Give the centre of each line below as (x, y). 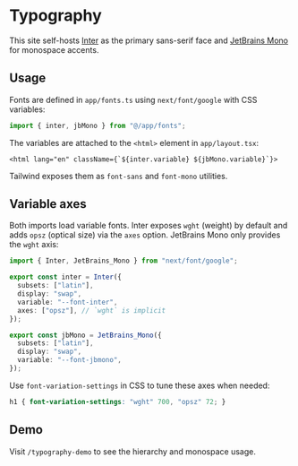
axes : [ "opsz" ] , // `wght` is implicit (92, 310)
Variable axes (48, 204)
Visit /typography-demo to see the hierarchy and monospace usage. (133, 451)
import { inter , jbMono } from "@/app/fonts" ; (98, 125)
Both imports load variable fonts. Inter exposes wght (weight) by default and (149, 226)
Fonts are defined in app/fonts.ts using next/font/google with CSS (133, 99)
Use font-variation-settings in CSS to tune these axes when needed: (140, 385)
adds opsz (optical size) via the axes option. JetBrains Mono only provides (145, 235)
